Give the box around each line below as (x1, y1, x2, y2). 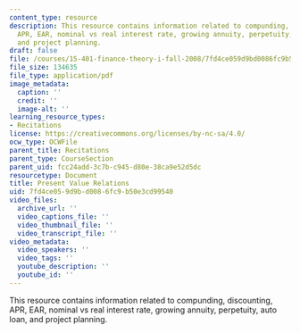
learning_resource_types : (9, 112, 105, 121)
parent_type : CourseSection (9, 154, 114, 163)
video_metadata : (9, 237, 70, 246)
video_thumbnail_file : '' (17, 221, 114, 229)
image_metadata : (9, 79, 70, 88)
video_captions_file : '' (17, 212, 110, 221)
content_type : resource (9, 12, 98, 22)
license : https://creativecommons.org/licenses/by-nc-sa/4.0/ (9, 129, 246, 138)
